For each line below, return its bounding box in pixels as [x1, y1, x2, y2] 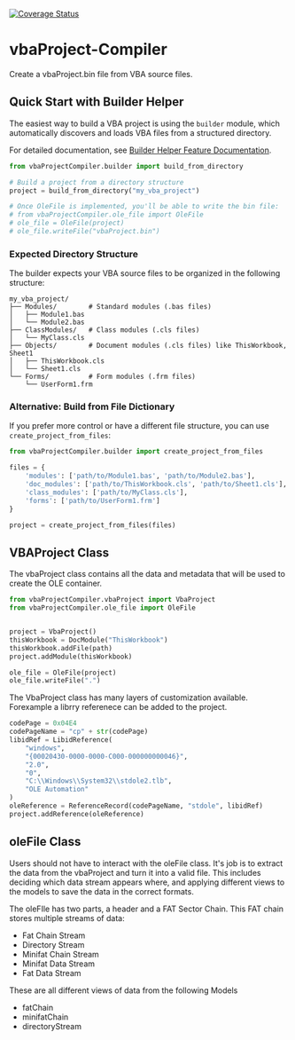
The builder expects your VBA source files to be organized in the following [9, 268, 281, 279]
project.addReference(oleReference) [9, 809, 144, 818]
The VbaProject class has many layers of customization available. [9, 692, 248, 703]
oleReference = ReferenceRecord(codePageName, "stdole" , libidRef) [9, 801, 264, 811]
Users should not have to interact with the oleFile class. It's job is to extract [9, 857, 283, 869]
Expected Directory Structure [9, 248, 139, 260]
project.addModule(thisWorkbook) [9, 652, 133, 661]
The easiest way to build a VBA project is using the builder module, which [9, 118, 281, 129]
